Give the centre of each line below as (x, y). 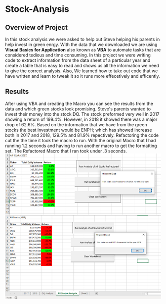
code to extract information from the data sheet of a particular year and (78, 60)
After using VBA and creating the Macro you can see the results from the (79, 103)
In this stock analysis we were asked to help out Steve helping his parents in (83, 39)
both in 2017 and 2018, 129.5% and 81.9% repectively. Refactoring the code (82, 135)
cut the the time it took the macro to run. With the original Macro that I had (81, 140)
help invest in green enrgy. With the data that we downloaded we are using (81, 45)
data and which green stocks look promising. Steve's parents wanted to (78, 109)
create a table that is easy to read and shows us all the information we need (82, 66)
